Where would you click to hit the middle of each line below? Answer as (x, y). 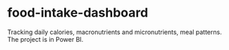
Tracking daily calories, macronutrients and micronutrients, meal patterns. (114, 32)
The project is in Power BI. (45, 39)
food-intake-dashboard (78, 13)
